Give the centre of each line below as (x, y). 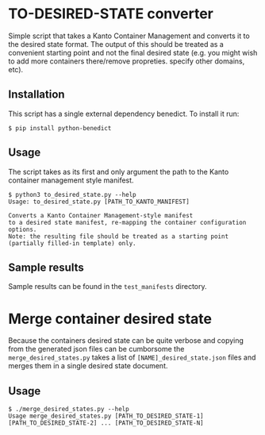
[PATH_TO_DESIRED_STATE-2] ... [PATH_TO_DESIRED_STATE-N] (106, 423)
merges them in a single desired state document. (88, 366)
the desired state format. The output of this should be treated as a (116, 44)
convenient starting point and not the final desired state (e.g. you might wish (133, 52)
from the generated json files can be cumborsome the (96, 349)
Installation (36, 95)
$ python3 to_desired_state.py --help (72, 194)
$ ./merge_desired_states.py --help (69, 410)
